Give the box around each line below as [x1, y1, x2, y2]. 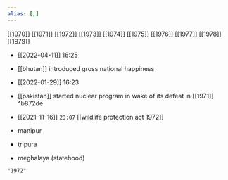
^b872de [17, 99, 44, 108]
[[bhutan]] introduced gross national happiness [17, 64, 155, 72]
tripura [17, 140, 37, 148]
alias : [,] [7, 10, 39, 18]
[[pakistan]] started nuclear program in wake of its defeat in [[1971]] [17, 91, 214, 100]
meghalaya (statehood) [17, 153, 85, 162]
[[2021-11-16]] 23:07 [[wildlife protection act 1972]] [17, 112, 164, 121]
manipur [17, 126, 42, 134]
